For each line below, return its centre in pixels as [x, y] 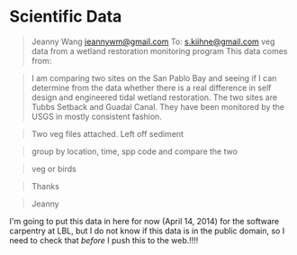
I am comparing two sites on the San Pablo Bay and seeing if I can [154, 77]
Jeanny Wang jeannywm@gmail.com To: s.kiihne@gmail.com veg [153, 41]
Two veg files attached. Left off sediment [108, 133]
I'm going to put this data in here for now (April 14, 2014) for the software [144, 221]
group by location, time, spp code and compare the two [135, 151]
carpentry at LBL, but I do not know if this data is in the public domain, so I [147, 231]
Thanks [45, 186]
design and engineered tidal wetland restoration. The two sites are [154, 97]
